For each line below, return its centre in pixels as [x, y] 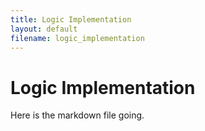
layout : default [44, 29]
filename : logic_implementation [77, 38]
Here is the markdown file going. [77, 115]
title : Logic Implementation [71, 19]
